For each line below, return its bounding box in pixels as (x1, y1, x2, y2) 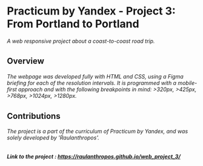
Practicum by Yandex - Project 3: (7, 4, 176, 18)
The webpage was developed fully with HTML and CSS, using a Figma (7, 72, 184, 80)
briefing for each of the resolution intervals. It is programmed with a (7, 79, 177, 86)
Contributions (7, 110, 61, 121)
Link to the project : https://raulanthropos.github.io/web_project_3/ (7, 153, 181, 160)
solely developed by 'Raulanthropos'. (7, 134, 99, 141)
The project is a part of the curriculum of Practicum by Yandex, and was (7, 128, 188, 135)
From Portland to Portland (7, 17, 139, 31)
